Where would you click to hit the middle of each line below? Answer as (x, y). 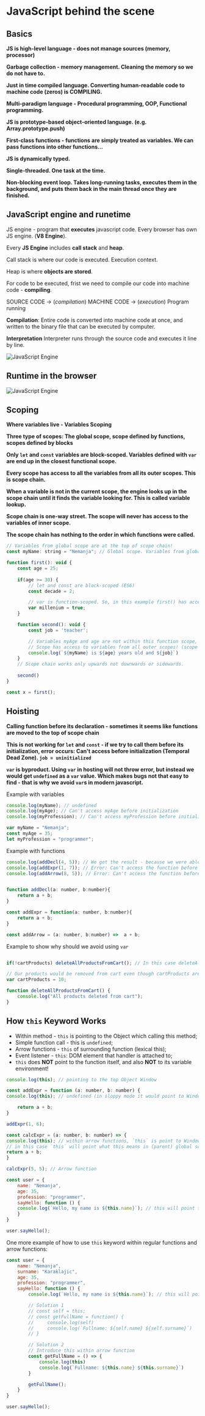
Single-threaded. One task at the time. (56, 170)
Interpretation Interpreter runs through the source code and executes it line (102, 338)
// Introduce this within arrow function (82, 1351)
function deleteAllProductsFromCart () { (59, 991)
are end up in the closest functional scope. (62, 461)
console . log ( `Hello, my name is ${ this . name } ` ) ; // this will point (106, 1209)
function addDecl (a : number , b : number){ (59, 890)
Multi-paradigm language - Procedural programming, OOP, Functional (97, 103)
